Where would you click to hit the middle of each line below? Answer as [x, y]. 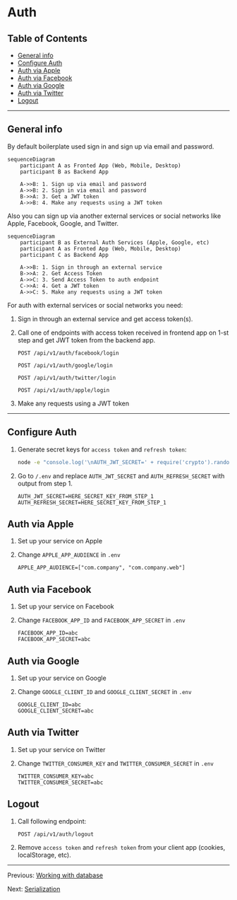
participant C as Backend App [65, 255]
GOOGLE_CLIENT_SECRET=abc [55, 711]
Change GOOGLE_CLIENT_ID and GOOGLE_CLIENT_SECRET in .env [104, 691]
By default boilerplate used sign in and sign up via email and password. [111, 146]
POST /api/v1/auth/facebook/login [68, 353]
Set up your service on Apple [60, 541]
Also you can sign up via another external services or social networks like [114, 216]
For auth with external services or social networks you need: [95, 305]
